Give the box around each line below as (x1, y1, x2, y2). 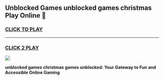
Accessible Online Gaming (5, 69, 60, 75)
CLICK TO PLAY (5, 26, 43, 33)
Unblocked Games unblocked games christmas (5, 4, 152, 12)
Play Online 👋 (5, 12, 46, 20)
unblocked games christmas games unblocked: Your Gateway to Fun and (5, 64, 156, 70)
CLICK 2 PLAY (5, 44, 39, 51)
